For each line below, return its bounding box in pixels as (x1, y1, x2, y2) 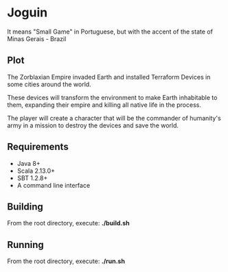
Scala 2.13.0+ (16, 166, 56, 175)
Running (7, 238, 45, 251)
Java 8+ (16, 159, 41, 167)
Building (7, 201, 43, 212)
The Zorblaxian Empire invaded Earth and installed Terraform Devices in (7, 73, 211, 81)
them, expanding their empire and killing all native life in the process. (7, 101, 201, 109)
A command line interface (16, 181, 91, 189)
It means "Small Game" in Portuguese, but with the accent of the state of (7, 27, 213, 36)
